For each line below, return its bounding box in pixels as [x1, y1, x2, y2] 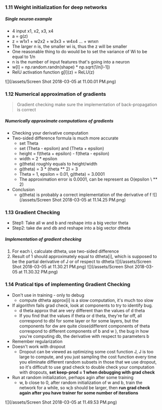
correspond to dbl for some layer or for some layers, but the [19, 318, 139, 323]
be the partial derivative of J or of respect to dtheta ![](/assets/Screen [12, 258, 151, 265]
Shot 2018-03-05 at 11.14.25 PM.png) [52, 197, 126, 203]
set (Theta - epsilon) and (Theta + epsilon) [19, 146, 104, 152]
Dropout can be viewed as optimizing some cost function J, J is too [19, 349, 154, 354]
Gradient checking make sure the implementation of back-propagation [16, 102, 157, 107]
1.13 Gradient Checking [5, 209, 60, 216]
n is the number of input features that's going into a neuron [12, 59, 130, 64]
